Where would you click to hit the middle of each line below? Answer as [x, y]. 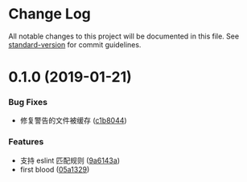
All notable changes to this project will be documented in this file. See [124, 36]
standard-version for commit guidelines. [75, 44]
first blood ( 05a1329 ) [55, 169]
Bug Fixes [28, 103]
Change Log [49, 14]
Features [26, 142]
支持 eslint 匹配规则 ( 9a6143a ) [70, 160]
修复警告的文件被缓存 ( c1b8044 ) [73, 120]
